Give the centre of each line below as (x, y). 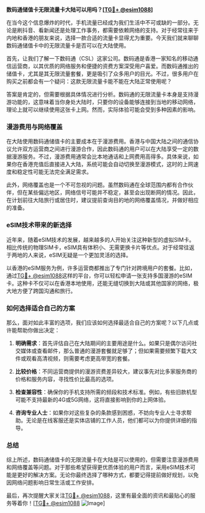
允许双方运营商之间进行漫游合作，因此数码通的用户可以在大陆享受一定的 (102, 149)
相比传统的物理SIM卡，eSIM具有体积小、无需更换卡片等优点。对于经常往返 (100, 247)
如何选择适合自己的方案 (41, 308)
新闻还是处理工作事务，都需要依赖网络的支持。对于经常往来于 (121, 30)
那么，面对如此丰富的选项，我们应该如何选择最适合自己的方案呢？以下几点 (100, 322)
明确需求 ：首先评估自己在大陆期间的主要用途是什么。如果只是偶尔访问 (103, 343)
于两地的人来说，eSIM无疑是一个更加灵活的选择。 (69, 255)
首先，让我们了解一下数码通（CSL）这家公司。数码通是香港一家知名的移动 (100, 58)
